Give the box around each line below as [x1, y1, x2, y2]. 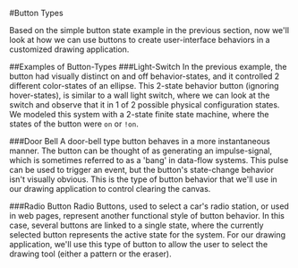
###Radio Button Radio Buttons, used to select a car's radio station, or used [9, 201, 289, 212]
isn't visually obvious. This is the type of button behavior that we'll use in [9, 174, 277, 185]
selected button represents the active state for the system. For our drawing [9, 229, 286, 240]
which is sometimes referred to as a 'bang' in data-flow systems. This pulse [9, 155, 289, 165]
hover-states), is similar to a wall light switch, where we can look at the [9, 90, 270, 100]
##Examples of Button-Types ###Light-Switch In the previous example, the [9, 62, 287, 72]
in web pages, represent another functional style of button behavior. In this [9, 211, 285, 220]
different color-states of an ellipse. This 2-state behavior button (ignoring [9, 81, 279, 91]
